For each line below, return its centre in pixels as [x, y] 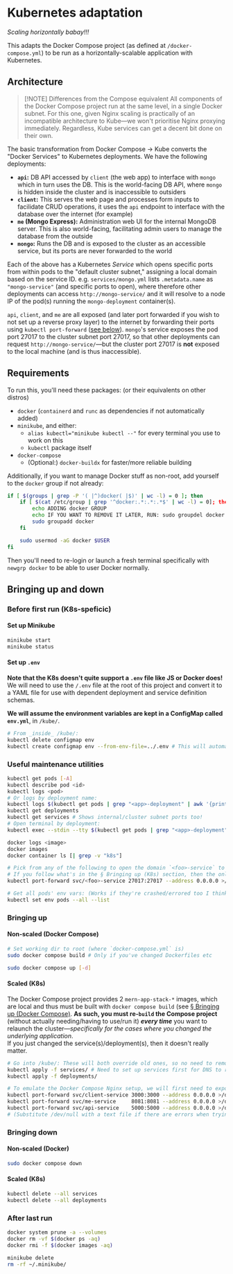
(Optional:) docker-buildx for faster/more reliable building [110, 462]
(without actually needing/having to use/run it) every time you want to [107, 1021]
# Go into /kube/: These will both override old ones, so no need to [110, 1063]
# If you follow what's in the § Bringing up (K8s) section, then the [111, 875]
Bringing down [32, 1132]
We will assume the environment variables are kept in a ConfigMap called [115, 714]
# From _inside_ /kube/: [43, 734]
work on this [45, 440]
